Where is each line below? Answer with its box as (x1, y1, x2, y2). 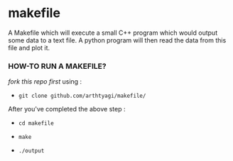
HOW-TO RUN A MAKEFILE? (8, 61, 107, 71)
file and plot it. (8, 43, 50, 52)
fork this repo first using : (8, 77, 82, 86)
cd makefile (18, 120, 54, 127)
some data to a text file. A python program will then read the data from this (8, 35, 227, 44)
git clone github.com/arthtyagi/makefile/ (18, 92, 146, 100)
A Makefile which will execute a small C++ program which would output (8, 28, 218, 37)
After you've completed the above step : (8, 105, 126, 113)
